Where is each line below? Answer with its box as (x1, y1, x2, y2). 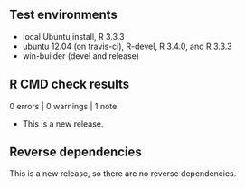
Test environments (9, 7, 118, 23)
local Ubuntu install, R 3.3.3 (22, 31, 125, 42)
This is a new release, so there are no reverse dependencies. (9, 168, 237, 179)
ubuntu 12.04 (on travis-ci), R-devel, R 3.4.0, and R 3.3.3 (22, 41, 232, 52)
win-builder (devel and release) (22, 50, 140, 61)
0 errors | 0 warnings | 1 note (9, 100, 118, 111)
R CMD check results (9, 77, 130, 92)
